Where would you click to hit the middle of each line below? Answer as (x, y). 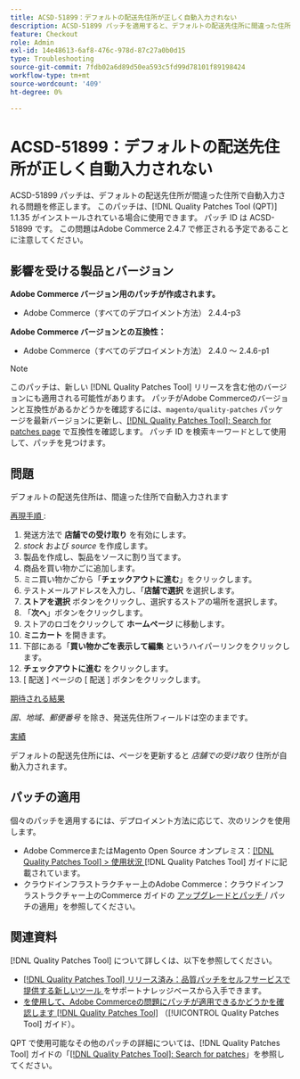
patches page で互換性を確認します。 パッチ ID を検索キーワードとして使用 (148, 432)
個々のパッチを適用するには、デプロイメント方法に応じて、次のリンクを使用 (150, 820)
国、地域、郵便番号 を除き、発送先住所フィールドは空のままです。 (131, 718)
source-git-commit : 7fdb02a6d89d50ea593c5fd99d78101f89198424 (128, 68)
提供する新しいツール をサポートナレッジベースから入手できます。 (144, 990)
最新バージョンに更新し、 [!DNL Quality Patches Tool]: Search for (152, 421)
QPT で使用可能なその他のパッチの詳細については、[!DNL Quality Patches (145, 1042)
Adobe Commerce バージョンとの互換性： (88, 332)
